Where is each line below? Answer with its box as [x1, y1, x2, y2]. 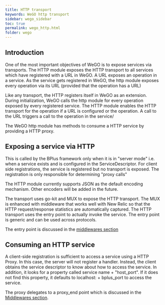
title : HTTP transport [5, 7, 52, 12]
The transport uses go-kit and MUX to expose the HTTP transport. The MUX [5, 196, 160, 202]
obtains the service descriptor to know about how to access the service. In [5, 264, 157, 270]
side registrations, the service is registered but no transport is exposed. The [5, 166, 159, 172]
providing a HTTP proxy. [5, 128, 55, 134]
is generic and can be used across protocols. [5, 217, 97, 222]
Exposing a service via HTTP [5, 142, 95, 151]
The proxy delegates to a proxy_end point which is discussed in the [5, 290, 142, 296]
